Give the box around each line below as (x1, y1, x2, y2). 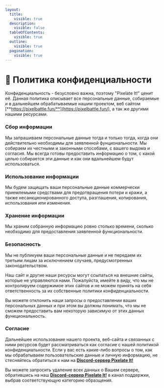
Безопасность (5, 241, 41, 248)
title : (9, 12, 23, 17)
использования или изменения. (5, 200, 71, 206)
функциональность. (5, 313, 47, 319)
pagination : (9, 48, 34, 53)
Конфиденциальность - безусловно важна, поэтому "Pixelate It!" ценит (5, 90, 153, 96)
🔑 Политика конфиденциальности (5, 74, 152, 85)
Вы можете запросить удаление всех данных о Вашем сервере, (5, 367, 140, 373)
